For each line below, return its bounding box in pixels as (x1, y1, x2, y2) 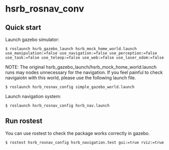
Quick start (5, 23, 41, 32)
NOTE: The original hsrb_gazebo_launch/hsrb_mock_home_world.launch (5, 64, 157, 70)
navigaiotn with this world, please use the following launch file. (5, 75, 136, 81)
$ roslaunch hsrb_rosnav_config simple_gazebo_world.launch (5, 84, 135, 89)
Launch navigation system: (5, 93, 62, 99)
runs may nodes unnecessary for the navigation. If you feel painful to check (5, 69, 163, 75)
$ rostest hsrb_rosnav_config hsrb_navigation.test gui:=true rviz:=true (5, 140, 164, 145)
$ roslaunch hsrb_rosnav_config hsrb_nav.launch (5, 103, 110, 108)
